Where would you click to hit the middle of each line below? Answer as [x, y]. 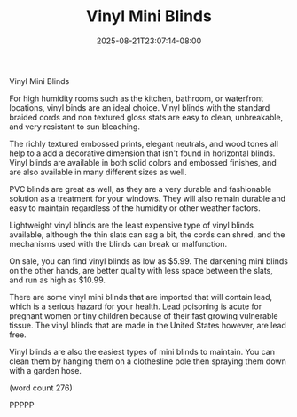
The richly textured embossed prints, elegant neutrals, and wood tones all [144, 143]
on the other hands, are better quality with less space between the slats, [141, 270]
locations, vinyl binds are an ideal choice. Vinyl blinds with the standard [140, 107]
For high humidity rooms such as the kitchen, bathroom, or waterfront [137, 98]
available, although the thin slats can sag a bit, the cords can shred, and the [147, 234]
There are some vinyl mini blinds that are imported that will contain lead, [141, 297]
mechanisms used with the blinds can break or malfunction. [118, 243]
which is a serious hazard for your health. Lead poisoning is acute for [136, 306]
